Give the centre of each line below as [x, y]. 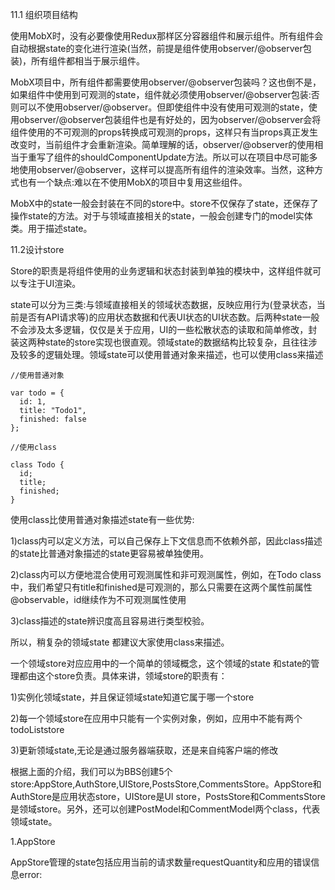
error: [30, 874]
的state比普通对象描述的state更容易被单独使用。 [110, 553]
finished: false [53, 419]
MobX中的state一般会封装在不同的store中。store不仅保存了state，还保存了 [164, 203]
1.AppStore [33, 841]
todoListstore [37, 729]
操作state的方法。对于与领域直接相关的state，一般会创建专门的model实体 [161, 216]
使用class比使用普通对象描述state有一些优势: [102, 519]
